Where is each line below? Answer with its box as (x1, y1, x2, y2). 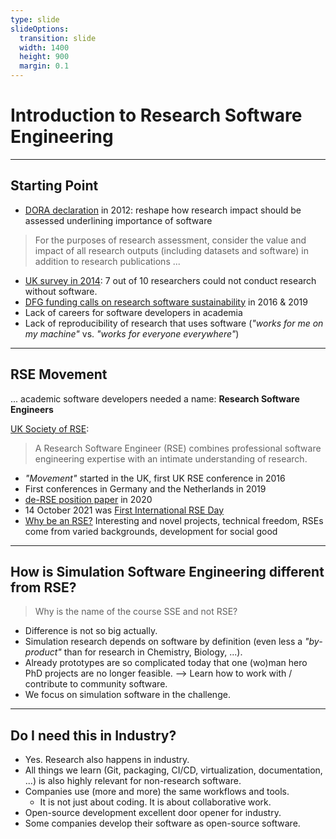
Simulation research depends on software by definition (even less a (24, 636, 303, 648)
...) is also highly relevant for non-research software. (24, 775, 242, 787)
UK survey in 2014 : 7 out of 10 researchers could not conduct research (24, 274, 317, 286)
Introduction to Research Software (10, 104, 303, 127)
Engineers (10, 403, 54, 415)
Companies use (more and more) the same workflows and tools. (24, 786, 290, 798)
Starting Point (10, 177, 99, 195)
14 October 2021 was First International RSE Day (24, 504, 225, 516)
